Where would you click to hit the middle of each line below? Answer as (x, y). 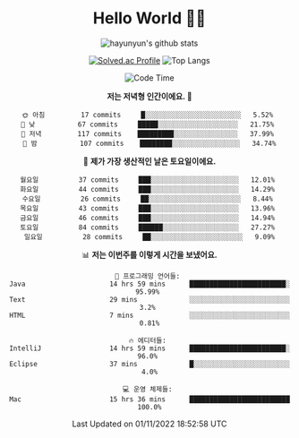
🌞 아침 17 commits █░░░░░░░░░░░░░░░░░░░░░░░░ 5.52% (147, 115)
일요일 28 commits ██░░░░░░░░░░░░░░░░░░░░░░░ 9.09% (149, 236)
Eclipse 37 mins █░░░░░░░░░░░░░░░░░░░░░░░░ (149, 364)
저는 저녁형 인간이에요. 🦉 (149, 96)
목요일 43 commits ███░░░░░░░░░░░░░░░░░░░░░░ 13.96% (147, 208)
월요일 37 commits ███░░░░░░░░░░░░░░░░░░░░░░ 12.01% (147, 180)
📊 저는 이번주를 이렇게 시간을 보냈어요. (149, 254)
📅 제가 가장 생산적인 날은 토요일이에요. (149, 161)
